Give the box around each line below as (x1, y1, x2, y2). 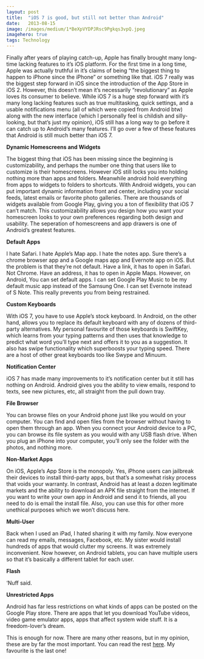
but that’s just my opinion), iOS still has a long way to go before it (27, 119, 190, 125)
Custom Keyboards (6, 301, 56, 308)
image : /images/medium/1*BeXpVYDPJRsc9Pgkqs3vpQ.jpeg (6, 26, 146, 32)
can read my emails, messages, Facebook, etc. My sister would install (6, 537, 181, 543)
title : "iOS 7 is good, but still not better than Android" (6, 15, 165, 21)
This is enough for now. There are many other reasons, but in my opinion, (6, 634, 190, 641)
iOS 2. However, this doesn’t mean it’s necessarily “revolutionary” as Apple (6, 86, 193, 93)
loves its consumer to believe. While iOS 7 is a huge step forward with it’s (6, 93, 189, 100)
